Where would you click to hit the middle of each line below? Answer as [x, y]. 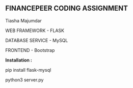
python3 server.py [24, 80]
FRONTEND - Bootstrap [30, 50]
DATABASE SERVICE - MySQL [37, 40]
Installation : [19, 60]
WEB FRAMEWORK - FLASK [35, 31]
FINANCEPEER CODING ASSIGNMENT [67, 8]
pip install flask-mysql [28, 70]
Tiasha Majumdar [23, 20]
